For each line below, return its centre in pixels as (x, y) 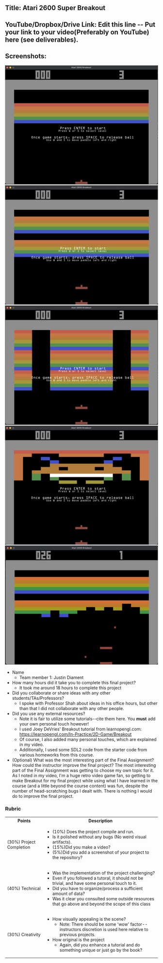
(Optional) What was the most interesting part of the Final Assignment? (83, 760)
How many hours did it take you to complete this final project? (74, 683)
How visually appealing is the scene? (89, 919)
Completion (19, 847)
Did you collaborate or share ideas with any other (61, 693)
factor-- (139, 924)
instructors (70, 929)
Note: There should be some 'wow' (94, 924)
